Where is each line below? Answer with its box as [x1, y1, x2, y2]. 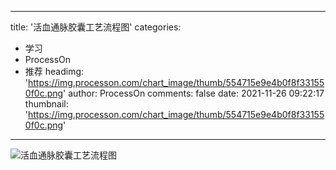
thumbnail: [24, 98, 69, 110]
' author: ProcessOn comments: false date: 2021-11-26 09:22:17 [63, 87, 325, 99]
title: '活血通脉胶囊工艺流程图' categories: [10, 21, 182, 33]
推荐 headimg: [24, 66, 85, 77]
